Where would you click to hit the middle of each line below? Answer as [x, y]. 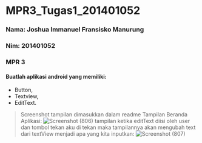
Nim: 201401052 [31, 46]
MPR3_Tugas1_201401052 [73, 11]
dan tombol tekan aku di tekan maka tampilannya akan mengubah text [108, 127]
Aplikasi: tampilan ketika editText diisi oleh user [105, 121]
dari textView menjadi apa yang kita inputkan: [77, 134]
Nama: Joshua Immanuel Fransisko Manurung [75, 30]
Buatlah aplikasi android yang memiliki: [56, 76]
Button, [23, 90]
